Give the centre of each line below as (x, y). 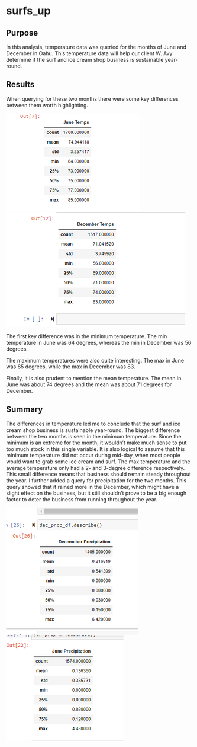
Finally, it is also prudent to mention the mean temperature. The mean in (94, 378)
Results (20, 85)
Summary (25, 410)
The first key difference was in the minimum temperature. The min (87, 336)
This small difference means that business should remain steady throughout (98, 474)
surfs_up (28, 11)
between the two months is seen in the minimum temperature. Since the (94, 436)
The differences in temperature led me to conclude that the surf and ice (93, 424)
